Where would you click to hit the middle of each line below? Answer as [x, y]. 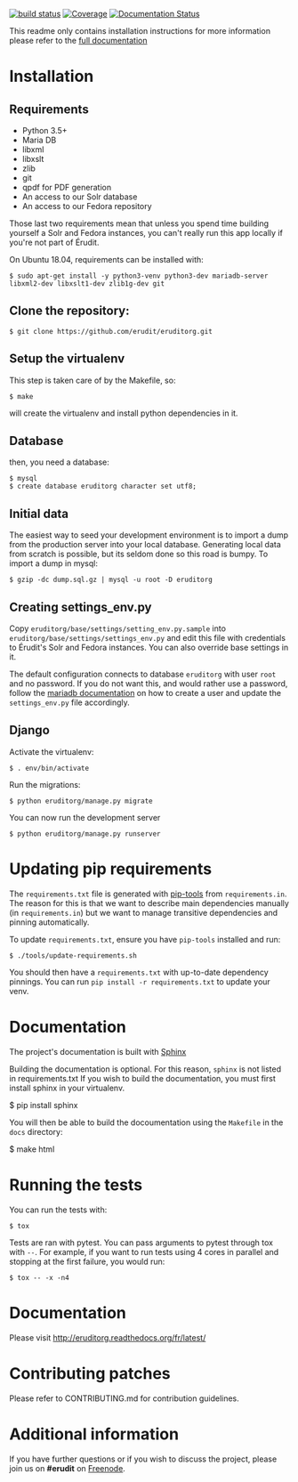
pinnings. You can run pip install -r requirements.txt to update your [140, 981]
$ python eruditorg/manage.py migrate [81, 801]
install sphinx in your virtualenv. [67, 1088]
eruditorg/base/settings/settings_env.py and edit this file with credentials [148, 638]
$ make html [32, 1149]
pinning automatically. [49, 922]
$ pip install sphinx [44, 1105]
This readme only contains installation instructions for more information [140, 31]
